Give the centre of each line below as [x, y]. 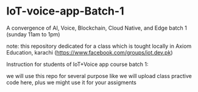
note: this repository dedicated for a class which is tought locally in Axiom [99, 46]
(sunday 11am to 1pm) [33, 34]
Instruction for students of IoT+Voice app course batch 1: [77, 64]
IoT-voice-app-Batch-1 [65, 11]
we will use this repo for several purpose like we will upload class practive [99, 76]
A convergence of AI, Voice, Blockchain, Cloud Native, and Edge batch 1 [97, 28]
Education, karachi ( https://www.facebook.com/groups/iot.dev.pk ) [90, 52]
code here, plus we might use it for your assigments [72, 82]
